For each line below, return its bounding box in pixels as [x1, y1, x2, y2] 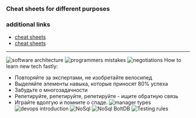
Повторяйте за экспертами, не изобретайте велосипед [14, 74, 153, 81]
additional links [6, 20, 51, 28]
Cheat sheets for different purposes [6, 5, 110, 13]
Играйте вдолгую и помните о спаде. [14, 99, 108, 106]
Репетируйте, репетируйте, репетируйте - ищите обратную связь [14, 93, 179, 100]
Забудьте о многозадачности [14, 86, 88, 93]
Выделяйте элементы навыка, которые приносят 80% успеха [14, 81, 168, 88]
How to [164, 57, 182, 64]
